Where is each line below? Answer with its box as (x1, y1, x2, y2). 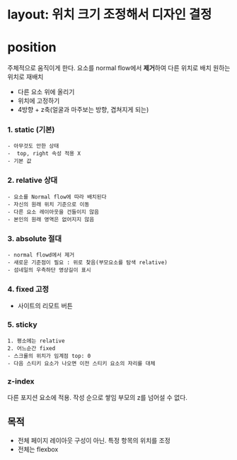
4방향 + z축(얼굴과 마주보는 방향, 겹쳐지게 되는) (17, 106, 149, 114)
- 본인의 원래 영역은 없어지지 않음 (7, 215, 95, 223)
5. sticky (7, 320, 37, 330)
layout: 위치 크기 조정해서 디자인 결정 (7, 6, 212, 23)
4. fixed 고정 (7, 284, 50, 294)
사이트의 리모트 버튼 (17, 302, 73, 310)
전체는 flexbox (17, 444, 59, 454)
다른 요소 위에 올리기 (17, 88, 75, 96)
